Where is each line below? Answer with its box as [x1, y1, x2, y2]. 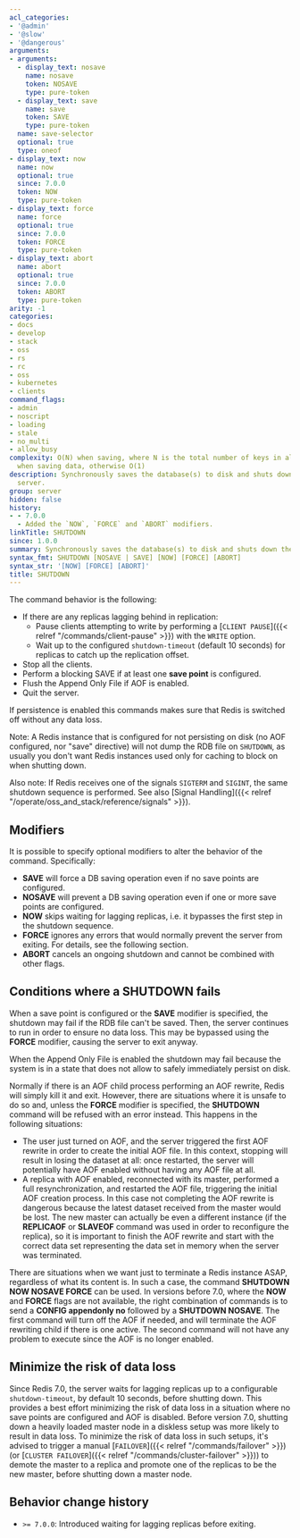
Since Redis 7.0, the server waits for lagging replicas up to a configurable [9, 1383, 279, 1394]
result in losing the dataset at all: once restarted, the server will [21, 1155, 254, 1165]
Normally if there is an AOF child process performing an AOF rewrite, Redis [9, 1080, 285, 1091]
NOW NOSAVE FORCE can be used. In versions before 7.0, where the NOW [9, 1286, 287, 1297]
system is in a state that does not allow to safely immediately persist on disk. [9, 1063, 291, 1073]
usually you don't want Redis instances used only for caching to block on [9, 751, 279, 761]
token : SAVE [25, 113, 70, 122]
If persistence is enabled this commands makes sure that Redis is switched [9, 705, 286, 716]
